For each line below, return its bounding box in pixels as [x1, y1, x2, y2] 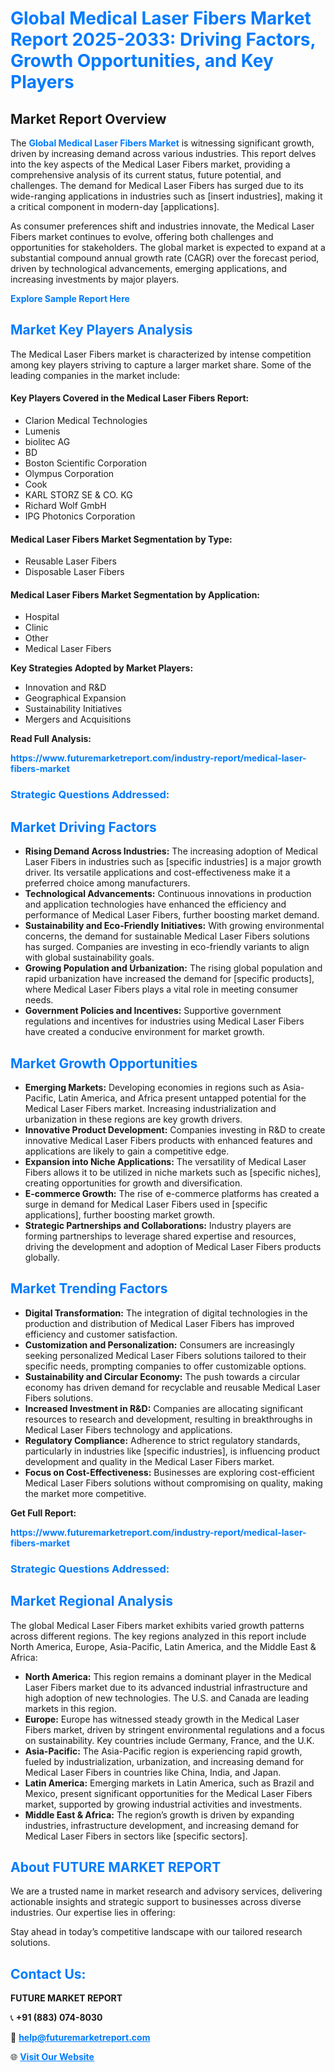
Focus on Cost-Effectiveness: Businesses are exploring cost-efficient [24, 1466, 315, 1478]
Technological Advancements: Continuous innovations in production [24, 888, 312, 900]
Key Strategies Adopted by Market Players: [10, 662, 194, 674]
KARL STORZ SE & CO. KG [24, 489, 133, 501]
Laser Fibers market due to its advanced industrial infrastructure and [24, 1681, 308, 1693]
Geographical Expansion [24, 692, 127, 704]
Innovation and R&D [24, 682, 107, 694]
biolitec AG [24, 436, 71, 448]
